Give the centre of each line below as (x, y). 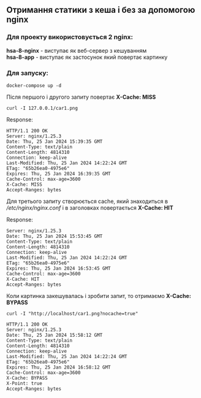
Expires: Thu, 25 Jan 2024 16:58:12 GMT (59, 367)
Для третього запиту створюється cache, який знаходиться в (87, 201)
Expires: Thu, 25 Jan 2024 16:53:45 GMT (59, 268)
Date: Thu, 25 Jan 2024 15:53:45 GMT (55, 236)
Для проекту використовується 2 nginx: (70, 37)
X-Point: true (25, 383)
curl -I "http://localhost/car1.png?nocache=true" (72, 313)
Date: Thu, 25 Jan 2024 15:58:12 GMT (55, 335)
